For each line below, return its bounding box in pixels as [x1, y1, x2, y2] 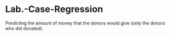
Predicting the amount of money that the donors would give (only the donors [5, 20, 165, 26]
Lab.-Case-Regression [5, 3, 103, 15]
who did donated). [5, 25, 44, 31]
